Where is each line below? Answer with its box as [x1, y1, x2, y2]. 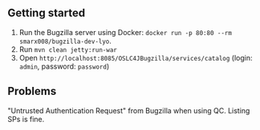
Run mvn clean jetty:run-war [18, 44, 117, 54]
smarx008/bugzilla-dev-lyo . [18, 36, 112, 45]
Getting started [7, 6, 86, 20]
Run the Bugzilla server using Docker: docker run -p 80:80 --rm [18, 27, 232, 37]
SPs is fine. [7, 114, 45, 124]
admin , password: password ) [18, 61, 110, 71]
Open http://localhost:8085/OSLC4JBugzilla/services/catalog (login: [18, 53, 253, 62]
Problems [7, 85, 57, 98]
